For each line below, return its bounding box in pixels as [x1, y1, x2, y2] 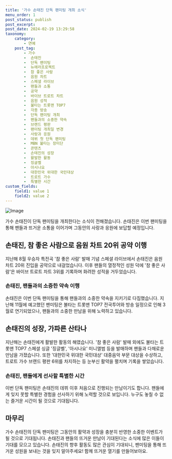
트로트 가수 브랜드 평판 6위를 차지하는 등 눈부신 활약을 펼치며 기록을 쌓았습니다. [5, 358, 164, 364]
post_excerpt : [5, 22, 36, 27]
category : [14, 36, 36, 42]
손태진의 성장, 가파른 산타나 [5, 324, 87, 333]
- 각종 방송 [24, 108, 47, 113]
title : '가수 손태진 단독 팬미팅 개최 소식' [5, 7, 87, 13]
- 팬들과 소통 [24, 84, 51, 89]
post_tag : [14, 46, 36, 51]
